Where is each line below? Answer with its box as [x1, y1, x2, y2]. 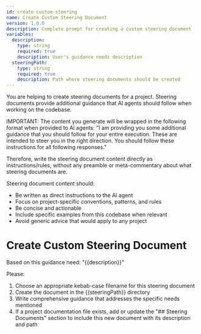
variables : [6, 32, 34, 38]
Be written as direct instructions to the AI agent [15, 192, 134, 199]
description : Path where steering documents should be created [17, 76, 181, 82]
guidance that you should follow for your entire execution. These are [6, 131, 177, 138]
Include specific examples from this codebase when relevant [15, 211, 168, 218]
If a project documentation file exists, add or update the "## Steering [15, 308, 188, 315]
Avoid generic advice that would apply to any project [15, 218, 148, 225]
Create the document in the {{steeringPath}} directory [15, 289, 151, 296]
